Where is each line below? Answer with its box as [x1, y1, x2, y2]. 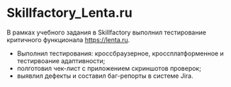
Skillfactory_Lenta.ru [6, 5, 133, 21]
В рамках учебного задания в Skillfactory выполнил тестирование [6, 28, 207, 36]
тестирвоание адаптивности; [16, 56, 106, 65]
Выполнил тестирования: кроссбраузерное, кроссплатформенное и [16, 49, 224, 58]
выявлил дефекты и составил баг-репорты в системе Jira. [16, 72, 193, 80]
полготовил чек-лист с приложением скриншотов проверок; [16, 64, 201, 72]
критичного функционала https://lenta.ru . [6, 35, 130, 43]
